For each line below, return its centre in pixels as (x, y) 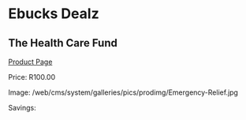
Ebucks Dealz (54, 14)
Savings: (22, 108)
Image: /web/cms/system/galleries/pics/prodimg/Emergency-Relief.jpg (123, 92)
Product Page (30, 62)
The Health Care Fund (63, 43)
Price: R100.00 (32, 77)
